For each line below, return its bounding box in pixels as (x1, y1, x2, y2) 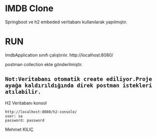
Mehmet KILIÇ (5, 126, 34, 132)
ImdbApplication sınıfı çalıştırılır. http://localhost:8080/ (5, 52, 113, 58)
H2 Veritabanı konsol (5, 100, 47, 106)
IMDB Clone (5, 3, 53, 14)
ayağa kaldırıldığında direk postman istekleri (5, 82, 152, 89)
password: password (5, 118, 45, 123)
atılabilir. (5, 88, 41, 95)
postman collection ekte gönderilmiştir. (5, 61, 83, 67)
